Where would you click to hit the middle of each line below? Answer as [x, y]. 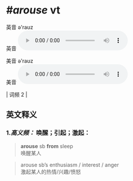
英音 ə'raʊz [20, 27]
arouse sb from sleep [47, 146]
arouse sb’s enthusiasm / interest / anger [69, 165]
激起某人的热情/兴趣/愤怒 [50, 172]
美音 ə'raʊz [20, 61]
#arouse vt [33, 10]
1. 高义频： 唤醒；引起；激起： [48, 133]
